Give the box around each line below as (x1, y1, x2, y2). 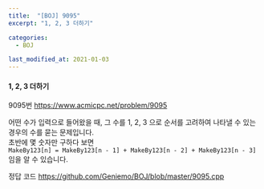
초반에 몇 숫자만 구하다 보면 (8, 138, 95, 147)
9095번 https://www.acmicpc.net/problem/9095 (8, 101, 168, 111)
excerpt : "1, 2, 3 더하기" (8, 19, 94, 27)
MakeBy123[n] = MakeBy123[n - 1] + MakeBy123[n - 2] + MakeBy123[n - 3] (8, 147, 257, 155)
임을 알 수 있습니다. (8, 155, 68, 164)
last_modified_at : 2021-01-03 (8, 55, 110, 64)
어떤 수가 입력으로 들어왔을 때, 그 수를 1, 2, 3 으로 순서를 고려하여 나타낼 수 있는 (8, 118, 257, 127)
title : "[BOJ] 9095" (8, 11, 81, 20)
